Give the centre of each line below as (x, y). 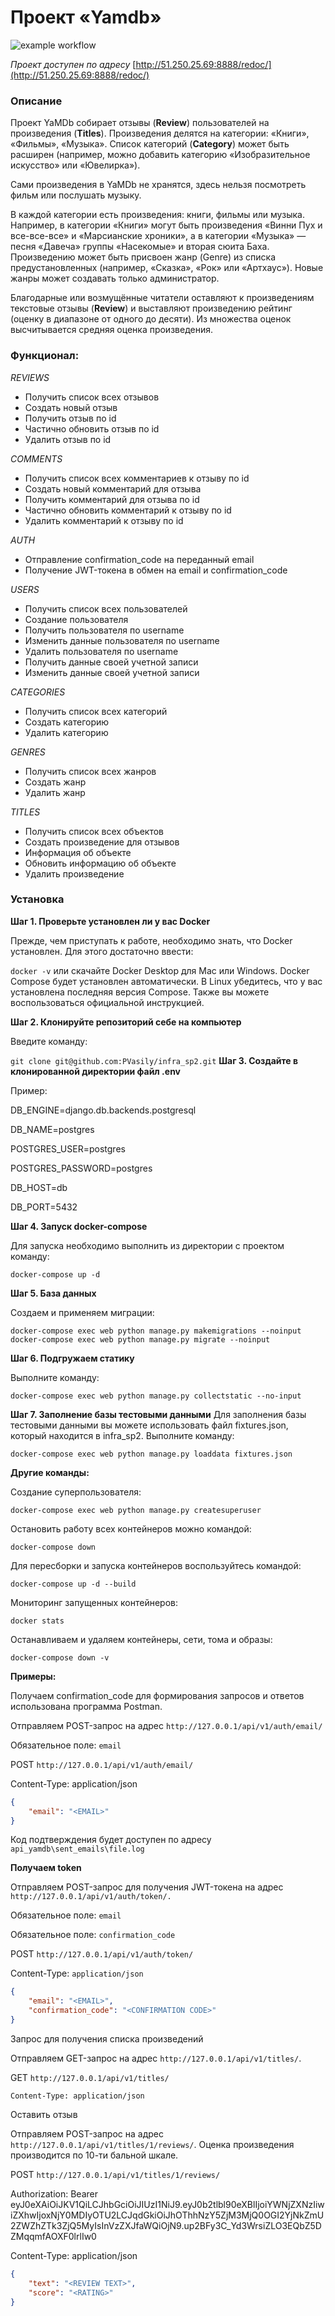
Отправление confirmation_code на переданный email (139, 559)
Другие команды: (50, 1472)
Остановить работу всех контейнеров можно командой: (131, 1528)
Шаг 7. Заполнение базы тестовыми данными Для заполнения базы (158, 1414)
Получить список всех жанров (90, 771)
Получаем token (46, 1868)
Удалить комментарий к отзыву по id (104, 520)
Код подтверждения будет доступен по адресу (111, 1840)
